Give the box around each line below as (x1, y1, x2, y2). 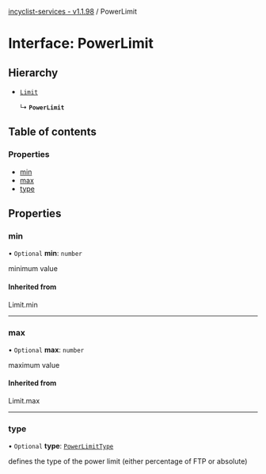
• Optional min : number (8, 249, 83, 258)
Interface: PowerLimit (8, 35, 154, 52)
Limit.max (8, 396, 40, 406)
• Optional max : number (8, 345, 85, 354)
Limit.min (8, 300, 38, 309)
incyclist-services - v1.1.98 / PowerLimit (8, 7, 137, 16)
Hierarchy (8, 66, 59, 79)
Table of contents (8, 125, 97, 139)
